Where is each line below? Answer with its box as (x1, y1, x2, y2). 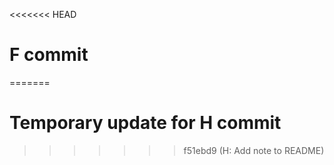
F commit (9, 44, 89, 66)
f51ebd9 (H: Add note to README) (183, 144, 325, 156)
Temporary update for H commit (9, 112, 282, 134)
